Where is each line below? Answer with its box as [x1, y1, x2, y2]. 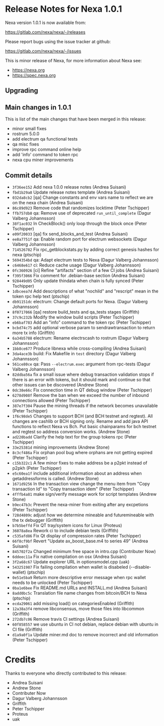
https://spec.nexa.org [12, 72, 56, 78]
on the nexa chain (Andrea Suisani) [12, 199, 83, 205]
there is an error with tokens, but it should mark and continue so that [12, 376, 151, 383]
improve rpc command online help [12, 146, 82, 152]
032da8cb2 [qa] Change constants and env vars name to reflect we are [12, 194, 153, 200]
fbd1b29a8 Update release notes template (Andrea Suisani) [12, 189, 130, 195]
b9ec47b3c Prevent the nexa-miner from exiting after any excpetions [12, 501, 148, 508]
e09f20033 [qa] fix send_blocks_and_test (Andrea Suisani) [12, 231, 128, 237]
